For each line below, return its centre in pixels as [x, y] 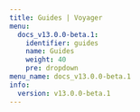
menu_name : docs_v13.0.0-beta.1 [70, 77]
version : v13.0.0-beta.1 [64, 93]
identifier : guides [62, 43]
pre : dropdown [52, 69]
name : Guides [50, 51]
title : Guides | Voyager [56, 18]
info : [19, 85]
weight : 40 [46, 60]
